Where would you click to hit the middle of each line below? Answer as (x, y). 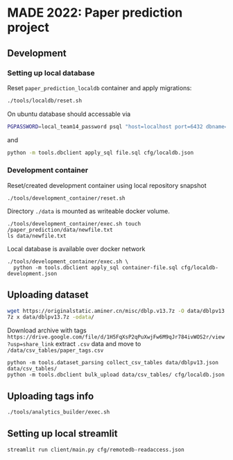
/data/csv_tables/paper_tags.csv (55, 351)
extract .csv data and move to (98, 344)
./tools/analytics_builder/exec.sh (59, 412)
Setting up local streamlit (62, 434)
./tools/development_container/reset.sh (67, 198)
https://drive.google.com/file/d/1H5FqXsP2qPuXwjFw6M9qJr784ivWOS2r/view (116, 337)
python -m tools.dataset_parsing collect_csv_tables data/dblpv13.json (113, 363)
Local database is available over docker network (76, 248)
